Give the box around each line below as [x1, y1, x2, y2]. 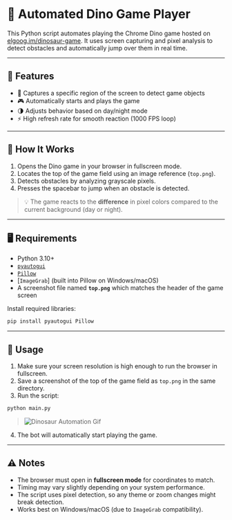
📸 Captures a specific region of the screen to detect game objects [17, 89, 205, 97]
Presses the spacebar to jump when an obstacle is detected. [17, 183, 190, 192]
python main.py [7, 405, 51, 412]
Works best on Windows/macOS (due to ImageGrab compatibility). [17, 505, 204, 513]
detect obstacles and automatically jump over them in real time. [7, 44, 188, 52]
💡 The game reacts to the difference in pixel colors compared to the [23, 197, 219, 206]
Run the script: [17, 391, 59, 400]
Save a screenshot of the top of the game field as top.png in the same [17, 377, 216, 385]
